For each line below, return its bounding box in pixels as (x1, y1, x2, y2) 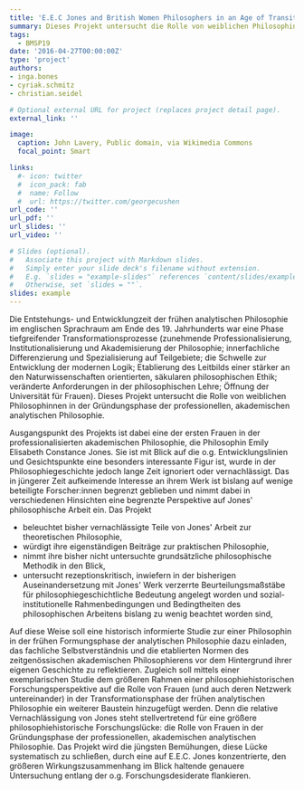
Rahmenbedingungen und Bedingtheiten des (74, 599, 242, 609)
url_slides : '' (9, 223, 67, 232)
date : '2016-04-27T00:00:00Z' (9, 47, 124, 56)
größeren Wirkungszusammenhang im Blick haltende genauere (9, 761, 245, 771)
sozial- (259, 589, 286, 600)
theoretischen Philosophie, (22, 531, 123, 542)
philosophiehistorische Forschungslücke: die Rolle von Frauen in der (9, 722, 264, 733)
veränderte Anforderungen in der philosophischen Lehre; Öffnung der (9, 381, 270, 392)
